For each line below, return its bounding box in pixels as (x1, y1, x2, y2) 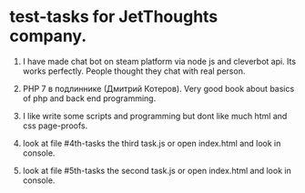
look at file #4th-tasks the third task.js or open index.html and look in (22, 137, 281, 148)
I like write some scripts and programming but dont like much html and (22, 110, 288, 121)
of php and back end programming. (22, 93, 157, 104)
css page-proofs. (22, 120, 88, 131)
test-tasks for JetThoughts (9, 6, 219, 27)
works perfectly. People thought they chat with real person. (22, 66, 246, 76)
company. (9, 25, 87, 46)
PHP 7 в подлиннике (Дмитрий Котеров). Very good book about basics (22, 83, 295, 94)
